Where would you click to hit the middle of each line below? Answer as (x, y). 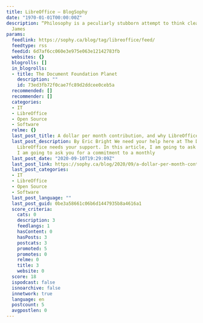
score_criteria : (32, 209)
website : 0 (31, 271)
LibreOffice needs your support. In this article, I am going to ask (107, 147)
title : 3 (28, 265)
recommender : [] (32, 96)
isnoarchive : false (36, 288)
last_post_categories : (40, 170)
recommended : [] (32, 91)
